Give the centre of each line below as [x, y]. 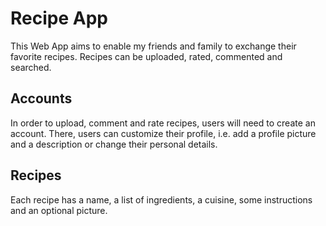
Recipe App [59, 18]
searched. [31, 67]
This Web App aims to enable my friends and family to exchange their [153, 46]
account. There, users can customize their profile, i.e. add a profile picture [163, 133]
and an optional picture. [59, 210]
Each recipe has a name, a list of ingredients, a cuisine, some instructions [161, 199]
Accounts [41, 98]
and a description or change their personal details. [114, 144]
